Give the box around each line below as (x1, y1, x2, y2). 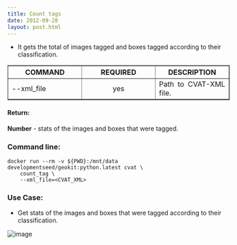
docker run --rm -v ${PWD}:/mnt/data (7, 157, 119, 165)
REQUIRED (100, 68, 137, 78)
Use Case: (7, 192, 44, 202)
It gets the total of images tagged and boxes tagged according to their (17, 43, 221, 52)
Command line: (7, 142, 61, 152)
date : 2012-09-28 (7, 17, 59, 24)
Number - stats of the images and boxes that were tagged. (7, 124, 178, 133)
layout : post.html (7, 23, 61, 30)
